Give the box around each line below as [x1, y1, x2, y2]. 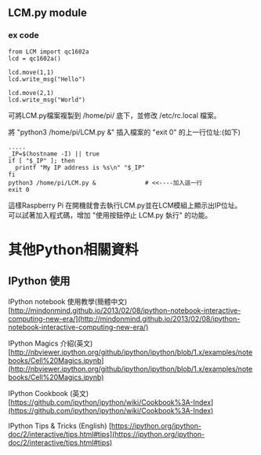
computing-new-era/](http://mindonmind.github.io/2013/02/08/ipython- [8, 314, 241, 323]
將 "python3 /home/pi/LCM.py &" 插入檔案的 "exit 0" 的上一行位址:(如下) [8, 127, 241, 137]
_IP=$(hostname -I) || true [8, 149, 100, 158]
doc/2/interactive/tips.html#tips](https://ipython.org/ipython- [8, 429, 205, 438]
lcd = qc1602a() [8, 54, 61, 62]
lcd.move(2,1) [8, 89, 55, 97]
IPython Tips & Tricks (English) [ [8, 420, 112, 431]
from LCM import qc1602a [8, 47, 89, 56]
